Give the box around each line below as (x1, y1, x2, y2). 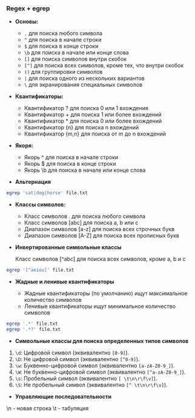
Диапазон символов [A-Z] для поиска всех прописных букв (24, 232, 180, 240)
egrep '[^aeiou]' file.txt (6, 267, 74, 273)
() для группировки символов (24, 68, 103, 76)
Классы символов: (15, 201, 66, 208)
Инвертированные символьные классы (15, 244, 122, 251)
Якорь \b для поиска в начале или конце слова (24, 166, 146, 174)
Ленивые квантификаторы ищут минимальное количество (24, 302, 176, 310)
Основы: (15, 18, 39, 25)
